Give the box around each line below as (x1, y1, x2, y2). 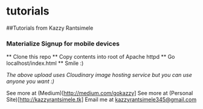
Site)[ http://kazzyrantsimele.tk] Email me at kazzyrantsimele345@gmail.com (6, 96, 197, 104)
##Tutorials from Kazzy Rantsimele (6, 24, 94, 31)
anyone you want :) (6, 78, 54, 85)
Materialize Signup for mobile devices (6, 39, 120, 48)
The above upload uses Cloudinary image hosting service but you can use (6, 71, 192, 79)
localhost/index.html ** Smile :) (6, 59, 84, 67)
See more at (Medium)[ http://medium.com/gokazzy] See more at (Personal (6, 90, 193, 97)
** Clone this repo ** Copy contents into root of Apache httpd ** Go (6, 53, 175, 61)
